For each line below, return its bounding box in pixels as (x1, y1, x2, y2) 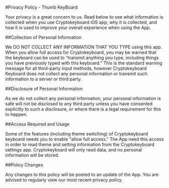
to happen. (5, 111, 28, 117)
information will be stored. (5, 152, 59, 158)
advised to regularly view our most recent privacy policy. (5, 177, 123, 182)
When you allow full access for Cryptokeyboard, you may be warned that (5, 50, 157, 55)
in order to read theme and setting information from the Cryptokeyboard (5, 141, 154, 147)
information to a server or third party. (5, 76, 82, 82)
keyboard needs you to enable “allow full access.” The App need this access (5, 136, 164, 142)
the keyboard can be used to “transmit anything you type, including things (5, 55, 159, 61)
